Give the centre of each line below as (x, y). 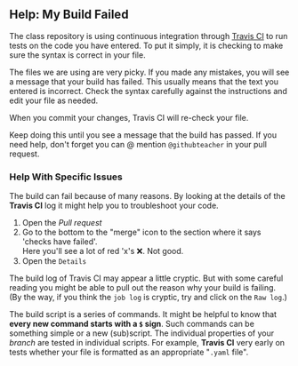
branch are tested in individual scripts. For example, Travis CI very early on (147, 343)
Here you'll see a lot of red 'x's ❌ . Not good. (103, 251)
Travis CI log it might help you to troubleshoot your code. (114, 206)
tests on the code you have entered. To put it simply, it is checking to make (146, 45)
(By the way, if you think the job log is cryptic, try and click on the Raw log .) (148, 298)
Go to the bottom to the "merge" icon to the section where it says (141, 232)
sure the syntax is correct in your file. (77, 55)
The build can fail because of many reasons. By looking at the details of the (148, 196)
